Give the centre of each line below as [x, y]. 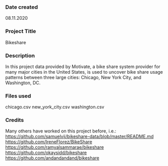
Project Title [21, 31]
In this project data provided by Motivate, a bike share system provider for [83, 67]
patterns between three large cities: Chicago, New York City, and [73, 77]
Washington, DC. [23, 83]
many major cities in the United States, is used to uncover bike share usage [84, 72]
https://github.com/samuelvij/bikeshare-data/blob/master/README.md [79, 137]
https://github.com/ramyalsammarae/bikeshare [55, 147]
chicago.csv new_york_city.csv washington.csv [55, 107]
